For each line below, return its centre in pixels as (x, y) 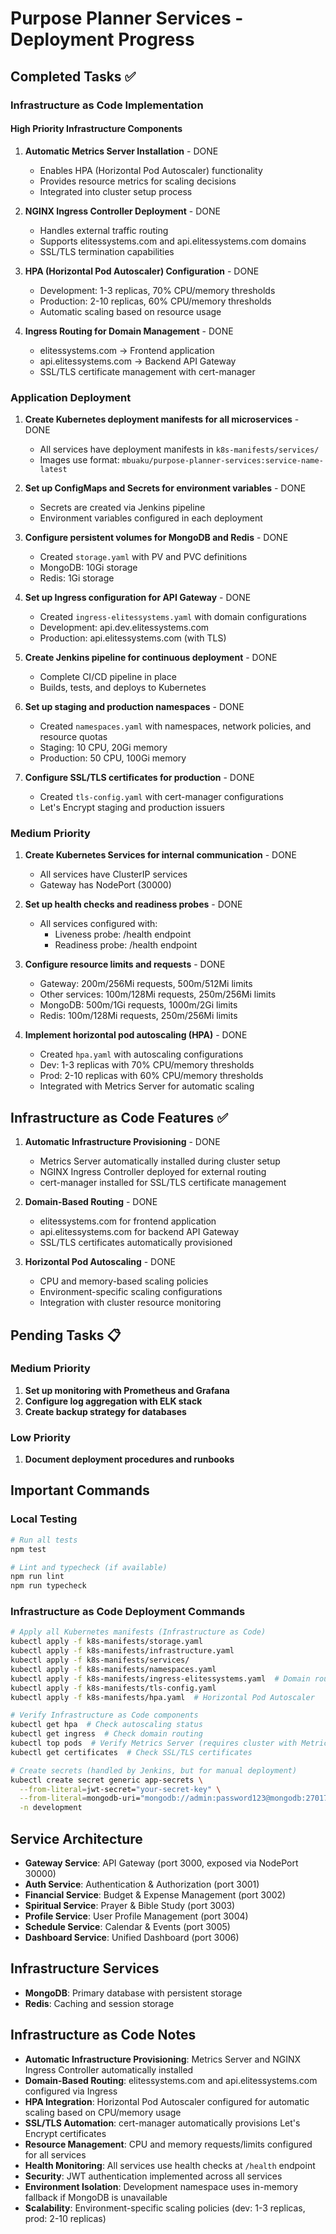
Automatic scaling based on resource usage (130, 311)
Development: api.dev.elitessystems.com (124, 627)
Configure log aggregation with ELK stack (113, 1401)
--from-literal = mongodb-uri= (80, 1798)
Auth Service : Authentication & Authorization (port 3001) (142, 1884)
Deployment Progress (102, 39)
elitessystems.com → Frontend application (127, 350)
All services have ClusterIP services (113, 874)
